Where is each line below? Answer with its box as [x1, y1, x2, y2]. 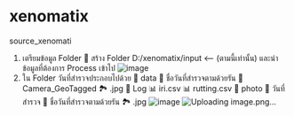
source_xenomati [9, 35, 72, 46]
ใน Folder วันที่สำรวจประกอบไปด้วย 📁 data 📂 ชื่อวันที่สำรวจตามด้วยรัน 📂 [21, 73, 244, 83]
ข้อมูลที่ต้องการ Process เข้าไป [21, 62, 115, 73]
